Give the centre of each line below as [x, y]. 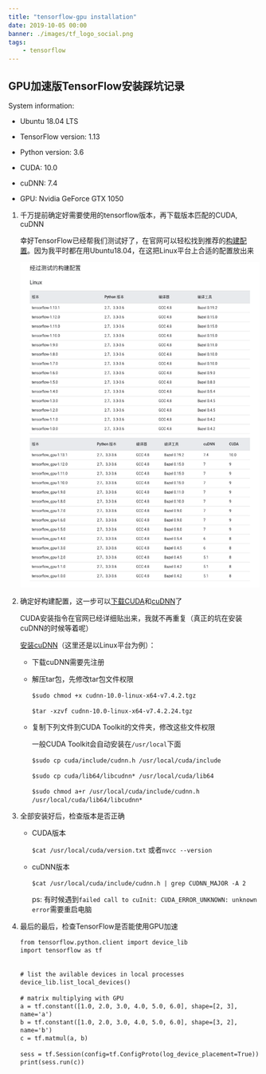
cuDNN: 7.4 [39, 183]
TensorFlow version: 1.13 [60, 137]
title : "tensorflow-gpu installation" [72, 17]
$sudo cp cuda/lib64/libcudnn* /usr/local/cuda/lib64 [123, 776]
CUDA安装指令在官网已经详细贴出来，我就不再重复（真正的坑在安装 [131, 619]
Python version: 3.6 [52, 152]
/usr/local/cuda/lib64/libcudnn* [87, 800]
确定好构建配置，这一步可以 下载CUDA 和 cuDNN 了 [101, 601]
